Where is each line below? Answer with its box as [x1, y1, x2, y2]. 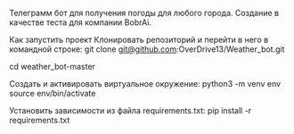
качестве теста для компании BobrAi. [9, 17, 151, 28]
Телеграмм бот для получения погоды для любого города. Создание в [9, 8, 279, 18]
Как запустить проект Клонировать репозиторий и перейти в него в [9, 35, 269, 45]
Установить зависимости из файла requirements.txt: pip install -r [9, 105, 252, 115]
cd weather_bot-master [9, 62, 96, 71]
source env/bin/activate [9, 88, 96, 98]
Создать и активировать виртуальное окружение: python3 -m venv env [9, 79, 282, 88]
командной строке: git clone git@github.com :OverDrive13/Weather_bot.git [9, 44, 285, 54]
